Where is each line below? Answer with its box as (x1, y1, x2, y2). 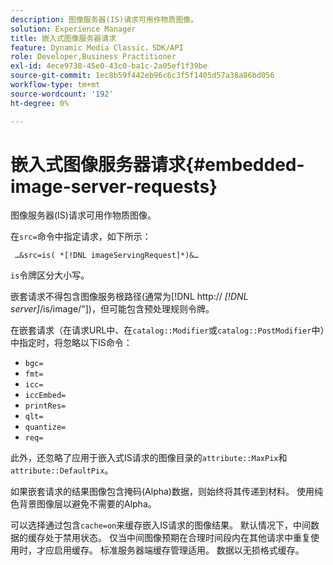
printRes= (24, 401, 67, 411)
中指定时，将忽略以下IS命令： (10, 337, 133, 349)
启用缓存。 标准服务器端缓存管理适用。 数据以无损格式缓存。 (53, 544, 305, 556)
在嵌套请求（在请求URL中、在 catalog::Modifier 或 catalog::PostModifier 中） (10, 324, 325, 336)
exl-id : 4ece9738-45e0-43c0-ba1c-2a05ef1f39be (10, 61, 208, 71)
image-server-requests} (10, 175, 218, 198)
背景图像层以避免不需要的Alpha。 (18, 498, 157, 510)
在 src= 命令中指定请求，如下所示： (10, 231, 152, 243)
